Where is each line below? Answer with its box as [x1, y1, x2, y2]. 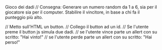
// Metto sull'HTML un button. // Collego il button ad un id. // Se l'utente [5, 24, 149, 30]
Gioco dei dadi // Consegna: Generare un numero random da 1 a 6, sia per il [5, 4, 158, 10]
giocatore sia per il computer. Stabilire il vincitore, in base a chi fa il [5, 9, 140, 15]
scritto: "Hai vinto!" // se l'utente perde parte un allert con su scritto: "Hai [5, 34, 152, 40]
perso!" [5, 39, 21, 45]
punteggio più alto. [5, 15, 43, 20]
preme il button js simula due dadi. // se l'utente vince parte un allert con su [5, 29, 158, 34]
